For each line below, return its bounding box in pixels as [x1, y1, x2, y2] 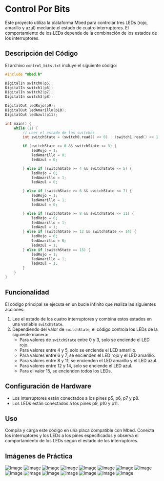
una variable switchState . [12, 321, 64, 327]
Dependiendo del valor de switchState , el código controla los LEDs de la [12, 326, 158, 332]
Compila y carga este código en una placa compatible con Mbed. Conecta [5, 427, 155, 434]
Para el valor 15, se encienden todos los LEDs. [19, 368, 112, 374]
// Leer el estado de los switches [22, 130, 95, 135]
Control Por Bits [5, 3, 70, 15]
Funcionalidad [5, 288, 50, 297]
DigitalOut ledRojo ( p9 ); [5, 103, 56, 108]
